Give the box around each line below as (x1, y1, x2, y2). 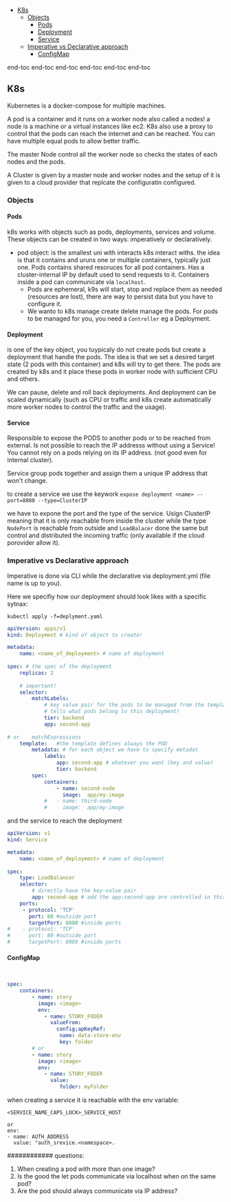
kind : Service (7, 837, 48, 843)
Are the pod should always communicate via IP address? (16, 1187, 178, 1195)
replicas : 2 (19, 669, 54, 677)
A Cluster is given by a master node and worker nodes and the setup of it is (7, 170, 221, 179)
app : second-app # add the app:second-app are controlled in (32, 894, 211, 901)
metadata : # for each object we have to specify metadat (32, 746, 198, 754)
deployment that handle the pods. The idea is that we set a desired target (7, 353, 215, 361)
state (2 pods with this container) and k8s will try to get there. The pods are (7, 360, 221, 368)
